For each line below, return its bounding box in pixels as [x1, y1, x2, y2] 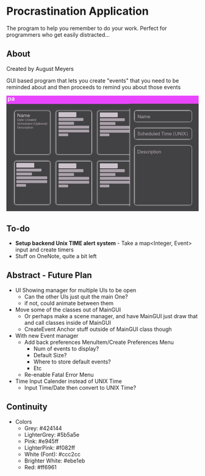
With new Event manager [15, 332, 79, 339]
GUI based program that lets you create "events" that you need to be [6, 76, 179, 84]
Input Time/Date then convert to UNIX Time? [24, 384, 136, 391]
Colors [15, 418, 32, 425]
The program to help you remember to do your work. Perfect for [6, 24, 167, 32]
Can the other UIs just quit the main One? [24, 292, 128, 300]
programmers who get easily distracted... [6, 31, 110, 38]
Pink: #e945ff [24, 437, 59, 445]
